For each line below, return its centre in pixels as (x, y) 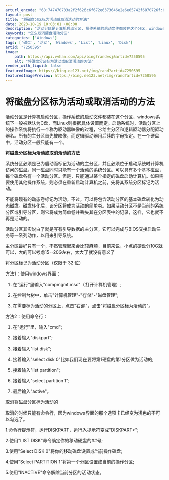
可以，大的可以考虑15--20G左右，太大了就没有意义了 (60, 252)
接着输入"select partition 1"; (41, 380)
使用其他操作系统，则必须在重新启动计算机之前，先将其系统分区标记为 (82, 182)
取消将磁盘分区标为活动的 (32, 402)
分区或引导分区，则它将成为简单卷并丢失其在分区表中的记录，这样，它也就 (82, 212)
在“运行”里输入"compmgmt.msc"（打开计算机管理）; (67, 284)
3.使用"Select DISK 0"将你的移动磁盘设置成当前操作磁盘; (64, 451)
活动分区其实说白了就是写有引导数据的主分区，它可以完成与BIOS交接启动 (81, 229)
